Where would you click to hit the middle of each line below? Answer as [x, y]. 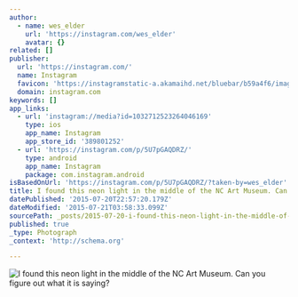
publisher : [29, 59]
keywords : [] [33, 100]
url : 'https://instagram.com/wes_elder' [101, 34]
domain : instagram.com [59, 92]
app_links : [29, 108]
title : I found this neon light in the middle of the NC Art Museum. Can [149, 191]
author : [24, 17]
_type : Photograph [43, 232]
